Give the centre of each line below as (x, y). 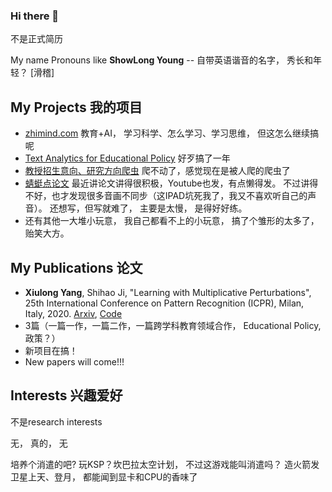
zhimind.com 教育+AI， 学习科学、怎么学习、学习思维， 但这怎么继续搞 (171, 133)
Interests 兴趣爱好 (66, 395)
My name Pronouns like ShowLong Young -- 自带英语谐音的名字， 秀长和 (162, 60)
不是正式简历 (36, 39)
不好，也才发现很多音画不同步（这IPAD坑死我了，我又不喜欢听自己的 (166, 196)
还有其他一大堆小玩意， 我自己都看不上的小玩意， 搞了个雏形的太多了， (172, 221)
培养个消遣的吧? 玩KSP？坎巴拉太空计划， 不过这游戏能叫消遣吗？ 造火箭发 (165, 464)
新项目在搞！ (51, 350)
